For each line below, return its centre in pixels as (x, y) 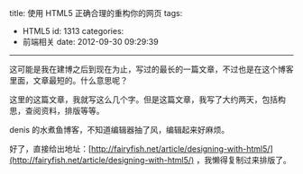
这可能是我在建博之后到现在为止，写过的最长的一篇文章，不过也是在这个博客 (151, 69)
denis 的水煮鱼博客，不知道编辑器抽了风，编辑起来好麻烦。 (119, 130)
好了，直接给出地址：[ (50, 149)
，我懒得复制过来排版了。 (243, 160)
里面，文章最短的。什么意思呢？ (69, 80)
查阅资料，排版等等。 (64, 111)
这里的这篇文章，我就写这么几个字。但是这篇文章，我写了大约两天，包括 (143, 100)
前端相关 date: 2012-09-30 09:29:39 (91, 42)
